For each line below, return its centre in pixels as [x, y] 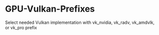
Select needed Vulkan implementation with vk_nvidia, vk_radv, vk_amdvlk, [80, 22]
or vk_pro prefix [21, 27]
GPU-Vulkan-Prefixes [50, 9]
